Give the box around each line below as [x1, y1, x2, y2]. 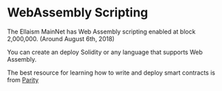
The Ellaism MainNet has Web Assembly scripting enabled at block [7, 27, 196, 36]
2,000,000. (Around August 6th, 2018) [7, 34, 115, 42]
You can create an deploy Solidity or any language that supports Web [7, 48, 203, 56]
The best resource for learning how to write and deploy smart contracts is [7, 68, 216, 77]
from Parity [7, 75, 39, 83]
